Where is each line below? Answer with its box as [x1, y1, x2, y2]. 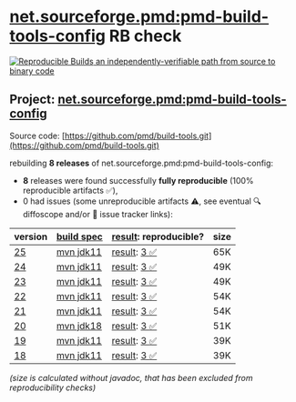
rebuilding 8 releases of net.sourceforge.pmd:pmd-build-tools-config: [9, 157, 274, 168]
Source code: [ [9, 130, 66, 141]
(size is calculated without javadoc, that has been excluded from [9, 372, 253, 383]
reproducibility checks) [9, 382, 97, 393]
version [14, 230, 48, 243]
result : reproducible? [111, 230, 205, 243]
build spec [56, 230, 103, 243]
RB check [108, 25, 182, 46]
